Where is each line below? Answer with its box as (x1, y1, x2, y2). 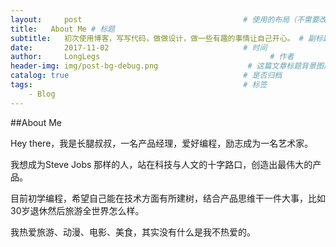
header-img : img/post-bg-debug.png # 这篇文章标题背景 (10, 61, 317, 71)
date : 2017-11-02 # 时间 (10, 42, 268, 53)
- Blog (28, 89, 56, 99)
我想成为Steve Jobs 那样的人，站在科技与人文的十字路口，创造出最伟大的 (10, 158, 313, 170)
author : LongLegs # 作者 (10, 52, 295, 62)
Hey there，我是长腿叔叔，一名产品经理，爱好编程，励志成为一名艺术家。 (10, 137, 314, 149)
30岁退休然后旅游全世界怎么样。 (10, 204, 145, 216)
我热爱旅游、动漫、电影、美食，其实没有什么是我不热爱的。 (10, 226, 256, 238)
